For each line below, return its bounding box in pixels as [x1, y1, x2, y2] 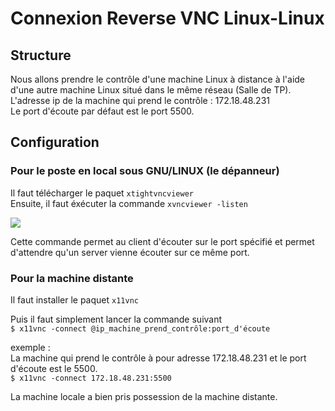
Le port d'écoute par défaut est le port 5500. [10, 105, 195, 117]
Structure [10, 47, 72, 64]
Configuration [10, 134, 100, 151]
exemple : [10, 341, 51, 353]
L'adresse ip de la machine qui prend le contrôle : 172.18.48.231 [10, 95, 270, 106]
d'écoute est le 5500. [10, 362, 98, 374]
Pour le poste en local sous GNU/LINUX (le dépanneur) [10, 164, 280, 178]
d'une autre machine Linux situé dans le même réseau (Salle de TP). [10, 84, 292, 96]
